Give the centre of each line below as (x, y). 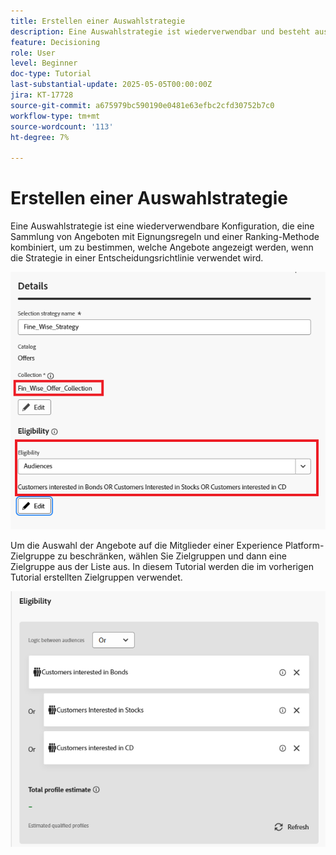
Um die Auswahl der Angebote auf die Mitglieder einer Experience (146, 545)
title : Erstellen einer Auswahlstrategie (98, 21)
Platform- (304, 545)
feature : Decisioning (55, 42)
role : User (33, 53)
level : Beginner (44, 63)
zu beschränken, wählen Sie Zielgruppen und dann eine (172, 556)
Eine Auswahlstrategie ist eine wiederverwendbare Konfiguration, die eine (162, 226)
